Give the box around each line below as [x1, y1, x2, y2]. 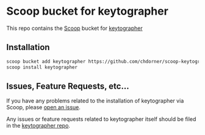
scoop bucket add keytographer [6, 58, 86, 65]
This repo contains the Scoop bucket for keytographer [6, 24, 143, 32]
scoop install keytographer [6, 64, 78, 70]
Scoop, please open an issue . [6, 104, 81, 111]
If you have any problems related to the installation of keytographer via [6, 97, 184, 104]
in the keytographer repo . [6, 122, 70, 130]
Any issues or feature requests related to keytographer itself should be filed [6, 115, 196, 123]
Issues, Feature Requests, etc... [6, 81, 129, 91]
